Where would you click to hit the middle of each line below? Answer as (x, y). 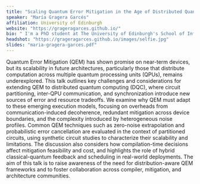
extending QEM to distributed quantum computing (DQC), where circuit (93, 87)
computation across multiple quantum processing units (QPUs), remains (94, 74)
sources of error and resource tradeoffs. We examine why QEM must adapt (98, 99)
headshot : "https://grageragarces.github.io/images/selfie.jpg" (87, 39)
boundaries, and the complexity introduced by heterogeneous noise (89, 118)
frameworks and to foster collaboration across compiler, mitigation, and (94, 169)
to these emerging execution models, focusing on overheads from (87, 106)
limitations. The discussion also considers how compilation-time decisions (97, 144)
